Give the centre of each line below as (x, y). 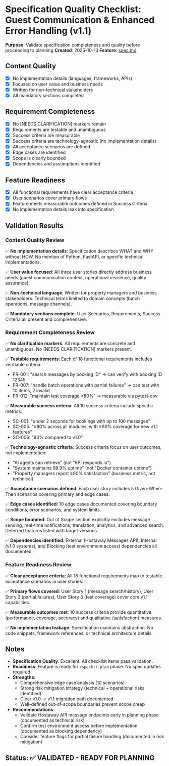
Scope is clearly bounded (39, 158)
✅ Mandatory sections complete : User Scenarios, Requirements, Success (83, 314)
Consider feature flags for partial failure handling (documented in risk (92, 737)
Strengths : (24, 677)
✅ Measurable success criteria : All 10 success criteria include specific (79, 406)
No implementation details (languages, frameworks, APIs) (72, 78)
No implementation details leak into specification (63, 209)
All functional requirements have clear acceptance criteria (73, 192)
